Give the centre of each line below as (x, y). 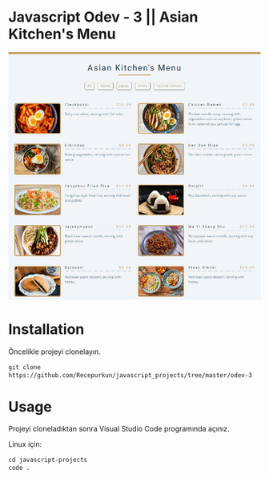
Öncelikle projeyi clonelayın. (55, 351)
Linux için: (25, 444)
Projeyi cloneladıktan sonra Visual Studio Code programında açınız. (119, 429)
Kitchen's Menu (62, 34)
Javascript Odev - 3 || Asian (103, 17)
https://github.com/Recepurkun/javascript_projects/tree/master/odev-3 (130, 375)
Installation (46, 329)
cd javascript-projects (48, 460)
